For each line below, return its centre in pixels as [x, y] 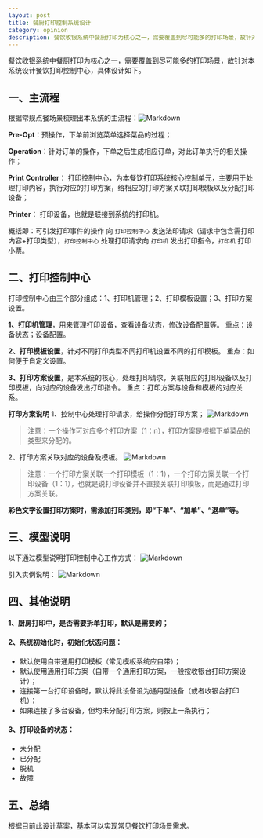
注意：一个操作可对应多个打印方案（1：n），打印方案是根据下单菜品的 [139, 430]
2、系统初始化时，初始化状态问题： [65, 642]
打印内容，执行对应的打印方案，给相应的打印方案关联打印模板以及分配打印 [135, 188]
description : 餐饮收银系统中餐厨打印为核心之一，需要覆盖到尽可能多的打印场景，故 [127, 37]
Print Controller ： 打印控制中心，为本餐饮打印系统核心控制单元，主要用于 [127, 178]
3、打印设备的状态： [41, 730]
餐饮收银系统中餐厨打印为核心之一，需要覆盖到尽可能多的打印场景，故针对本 [131, 60]
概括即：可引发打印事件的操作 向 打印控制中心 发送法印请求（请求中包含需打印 [131, 231]
